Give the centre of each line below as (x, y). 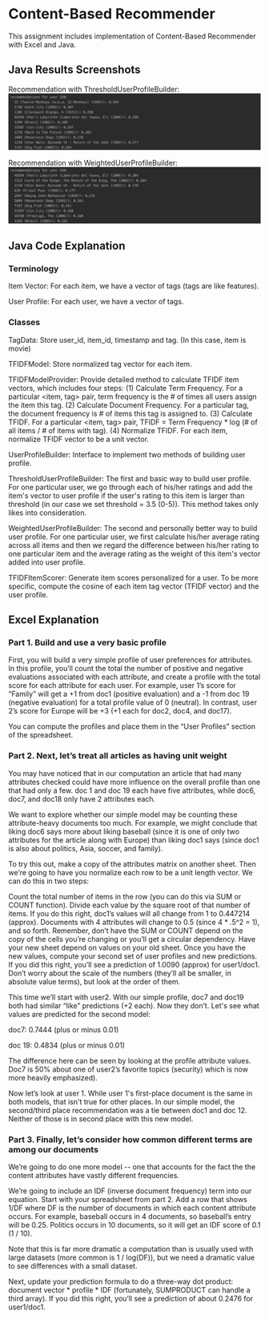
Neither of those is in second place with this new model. (101, 1119)
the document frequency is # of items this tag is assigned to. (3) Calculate (130, 413)
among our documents (53, 1149)
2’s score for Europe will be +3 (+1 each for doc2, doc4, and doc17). (120, 711)
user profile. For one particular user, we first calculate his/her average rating (134, 537)
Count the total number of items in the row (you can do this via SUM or (125, 896)
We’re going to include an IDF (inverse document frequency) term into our (130, 1191)
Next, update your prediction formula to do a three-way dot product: (121, 1281)
